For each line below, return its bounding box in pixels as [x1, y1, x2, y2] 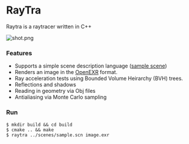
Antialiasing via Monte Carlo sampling [14, 93, 107, 101]
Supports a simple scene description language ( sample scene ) [14, 62, 167, 69]
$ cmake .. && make [6, 127, 54, 133]
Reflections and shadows [14, 81, 77, 88]
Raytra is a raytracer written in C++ [6, 23, 92, 30]
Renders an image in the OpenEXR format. [14, 69, 118, 76]
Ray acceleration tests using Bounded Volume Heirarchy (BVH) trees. [14, 75, 183, 82]
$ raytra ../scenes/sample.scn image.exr [6, 132, 110, 138]
